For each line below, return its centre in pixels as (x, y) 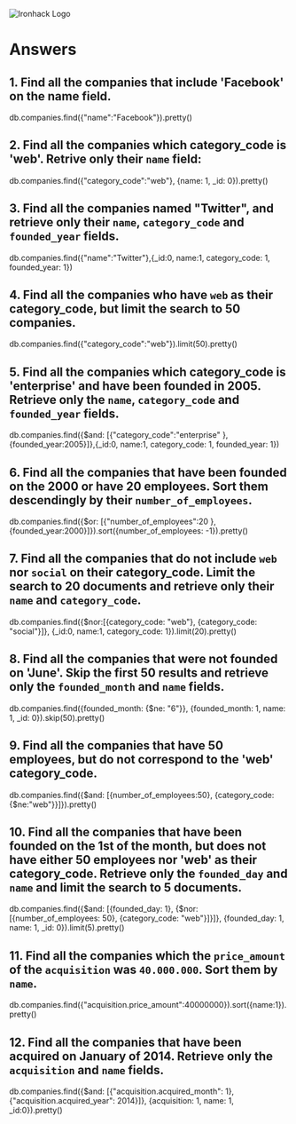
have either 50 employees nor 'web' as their (133, 860)
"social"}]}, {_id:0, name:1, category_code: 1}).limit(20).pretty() (123, 631)
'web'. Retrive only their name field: (105, 159)
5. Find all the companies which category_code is (148, 372)
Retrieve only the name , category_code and (125, 400)
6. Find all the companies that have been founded (148, 472)
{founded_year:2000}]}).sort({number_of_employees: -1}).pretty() (129, 531)
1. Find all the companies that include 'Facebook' (147, 82)
